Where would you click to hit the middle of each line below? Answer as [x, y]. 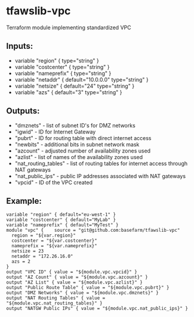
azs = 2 [21, 262]
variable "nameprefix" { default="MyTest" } [62, 225]
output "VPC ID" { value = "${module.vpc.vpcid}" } [72, 272]
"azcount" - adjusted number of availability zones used [83, 151]
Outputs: [23, 111]
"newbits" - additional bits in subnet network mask [77, 144]
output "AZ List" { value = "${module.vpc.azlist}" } [75, 282]
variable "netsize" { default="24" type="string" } [75, 86]
